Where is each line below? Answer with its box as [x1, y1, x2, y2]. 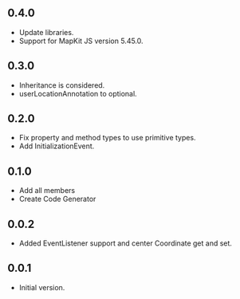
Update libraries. [18, 27, 74, 37]
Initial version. [18, 282, 65, 292]
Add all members [18, 186, 76, 195]
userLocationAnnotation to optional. [18, 89, 137, 98]
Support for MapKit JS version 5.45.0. [18, 36, 144, 45]
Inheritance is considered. [18, 80, 105, 90]
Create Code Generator [18, 195, 96, 204]
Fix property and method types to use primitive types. [18, 133, 196, 143]
